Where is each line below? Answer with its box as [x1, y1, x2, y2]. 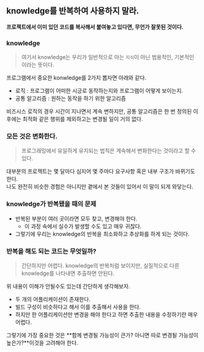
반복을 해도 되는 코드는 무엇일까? [6, 247, 97, 255]
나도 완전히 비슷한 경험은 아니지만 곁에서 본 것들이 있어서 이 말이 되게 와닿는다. [6, 183, 194, 191]
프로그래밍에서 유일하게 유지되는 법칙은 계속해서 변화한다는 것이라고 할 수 [21, 147, 197, 155]
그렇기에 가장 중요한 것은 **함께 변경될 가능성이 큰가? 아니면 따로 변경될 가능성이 [6, 332, 199, 339]
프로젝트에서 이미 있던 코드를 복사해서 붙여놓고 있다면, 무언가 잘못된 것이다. [6, 23, 184, 31]
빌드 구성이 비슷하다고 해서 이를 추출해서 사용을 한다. [15, 303, 141, 310]
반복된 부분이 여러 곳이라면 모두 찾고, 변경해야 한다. [15, 215, 137, 222]
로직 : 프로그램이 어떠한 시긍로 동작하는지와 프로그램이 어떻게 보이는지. [15, 87, 183, 95]
